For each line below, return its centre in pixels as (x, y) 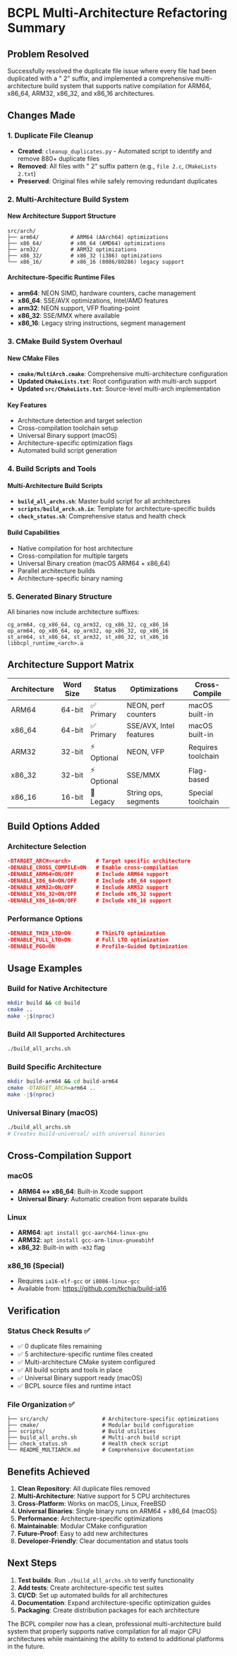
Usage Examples (45, 968)
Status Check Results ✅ (49, 1331)
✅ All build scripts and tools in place (70, 1370)
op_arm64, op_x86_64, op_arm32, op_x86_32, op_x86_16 (88, 631)
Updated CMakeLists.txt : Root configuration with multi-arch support (117, 382)
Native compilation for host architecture (75, 548)
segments (143, 801)
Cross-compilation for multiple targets (73, 556)
